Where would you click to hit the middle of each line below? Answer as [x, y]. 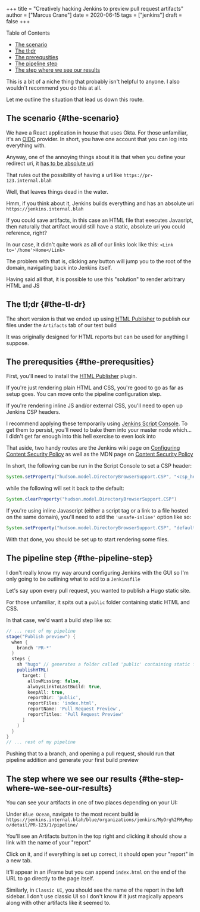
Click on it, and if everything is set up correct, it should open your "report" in [100, 854]
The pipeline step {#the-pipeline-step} [79, 558]
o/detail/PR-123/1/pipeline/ [42, 825]
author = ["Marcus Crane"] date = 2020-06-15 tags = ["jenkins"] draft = [94, 15]
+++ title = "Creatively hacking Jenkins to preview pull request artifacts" [95, 9]
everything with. [26, 145]
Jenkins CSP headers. [33, 412]
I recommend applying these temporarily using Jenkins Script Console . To [97, 423]
